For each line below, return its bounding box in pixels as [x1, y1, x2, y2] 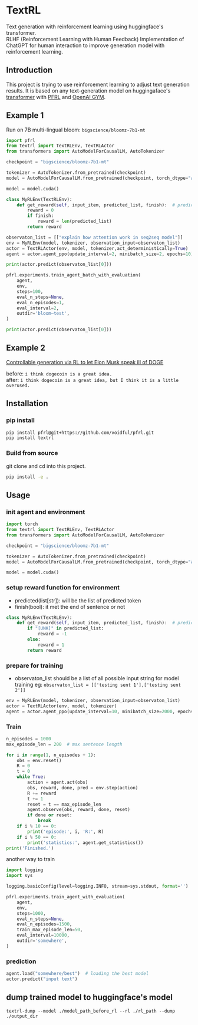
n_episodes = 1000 [6, 736, 51, 741]
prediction [6, 957, 37, 965]
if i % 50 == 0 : [16, 834, 57, 840]
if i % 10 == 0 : [16, 823, 57, 829]
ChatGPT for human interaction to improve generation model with [6, 42, 165, 49]
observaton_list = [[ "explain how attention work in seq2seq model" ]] [6, 234, 183, 240]
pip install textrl [6, 435, 54, 441]
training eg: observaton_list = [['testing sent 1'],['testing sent [14, 681, 181, 688]
